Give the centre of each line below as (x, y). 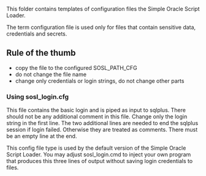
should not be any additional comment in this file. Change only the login (97, 117)
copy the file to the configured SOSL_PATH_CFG (76, 67)
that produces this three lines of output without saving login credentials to (100, 161)
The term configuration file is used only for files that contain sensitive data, (101, 27)
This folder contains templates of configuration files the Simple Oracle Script (103, 9)
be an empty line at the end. (42, 136)
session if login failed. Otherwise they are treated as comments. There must (102, 130)
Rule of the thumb (41, 53)
